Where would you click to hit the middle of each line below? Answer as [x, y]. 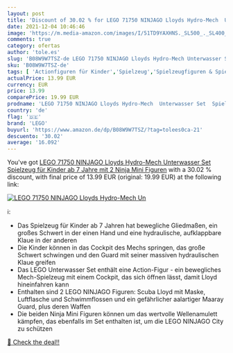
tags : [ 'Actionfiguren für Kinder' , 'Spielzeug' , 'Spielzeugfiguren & [110, 71]
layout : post [26, 14]
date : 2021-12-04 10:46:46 [46, 26]
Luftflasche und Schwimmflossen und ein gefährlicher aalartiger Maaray [120, 300]
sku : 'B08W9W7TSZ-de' [38, 65]
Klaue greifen [36, 262]
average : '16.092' [34, 143]
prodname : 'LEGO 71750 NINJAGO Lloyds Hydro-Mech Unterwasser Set [107, 104]
